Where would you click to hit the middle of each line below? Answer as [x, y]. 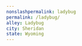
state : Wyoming [25, 34]
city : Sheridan [25, 28]
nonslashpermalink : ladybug [41, 12]
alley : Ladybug [25, 23]
